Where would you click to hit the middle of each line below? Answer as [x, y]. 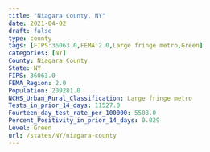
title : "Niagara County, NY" [57, 16]
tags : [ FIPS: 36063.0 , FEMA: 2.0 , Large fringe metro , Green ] [106, 46]
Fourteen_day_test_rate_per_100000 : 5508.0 [82, 113]
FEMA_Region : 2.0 [37, 83]
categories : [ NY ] [37, 53]
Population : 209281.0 [45, 90]
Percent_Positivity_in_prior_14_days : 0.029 [84, 121]
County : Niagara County [48, 61]
